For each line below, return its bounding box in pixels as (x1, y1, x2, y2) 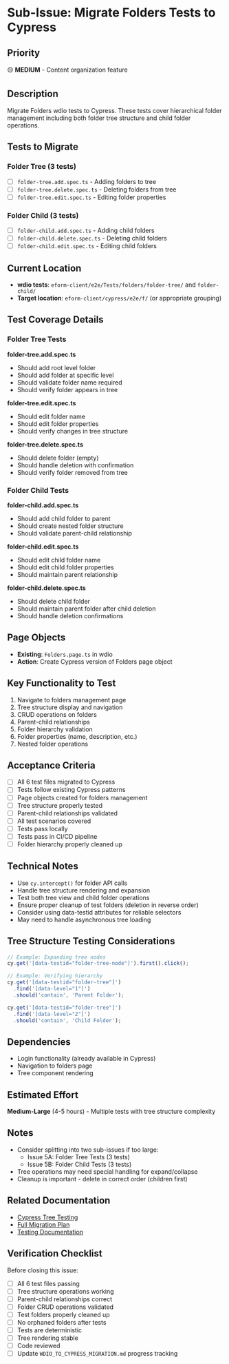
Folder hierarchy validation (17, 725, 93, 733)
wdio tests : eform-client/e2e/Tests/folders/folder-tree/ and (17, 281, 196, 289)
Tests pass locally (17, 824, 68, 833)
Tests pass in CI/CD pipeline (17, 832, 98, 840)
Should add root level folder (17, 363, 96, 371)
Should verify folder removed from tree (17, 468, 129, 476)
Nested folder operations (17, 740, 88, 748)
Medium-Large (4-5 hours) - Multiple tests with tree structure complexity (7, 1108, 216, 1116)
